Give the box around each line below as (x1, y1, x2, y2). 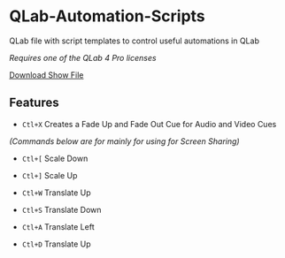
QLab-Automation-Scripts (9, 6, 205, 27)
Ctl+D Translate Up (21, 239, 91, 249)
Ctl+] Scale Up (21, 170, 78, 180)
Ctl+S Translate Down (21, 204, 102, 215)
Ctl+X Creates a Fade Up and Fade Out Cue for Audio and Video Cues (21, 118, 277, 129)
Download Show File (9, 69, 84, 80)
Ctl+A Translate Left (21, 221, 95, 231)
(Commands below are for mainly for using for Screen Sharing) (9, 135, 241, 147)
